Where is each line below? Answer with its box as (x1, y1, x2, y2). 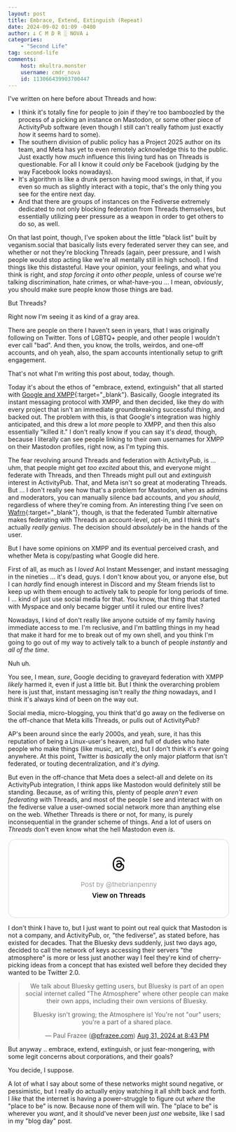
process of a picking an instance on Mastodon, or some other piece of (18, 116, 221, 124)
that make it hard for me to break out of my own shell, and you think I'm (8, 631, 214, 640)
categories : (8, 36, 43, 43)
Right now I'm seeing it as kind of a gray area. (8, 312, 140, 321)
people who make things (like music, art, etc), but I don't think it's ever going (8, 745, 229, 753)
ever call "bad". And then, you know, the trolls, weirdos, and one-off (8, 341, 204, 350)
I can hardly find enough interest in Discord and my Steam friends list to (8, 580, 216, 588)
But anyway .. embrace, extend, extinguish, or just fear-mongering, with (8, 1045, 216, 1054)
